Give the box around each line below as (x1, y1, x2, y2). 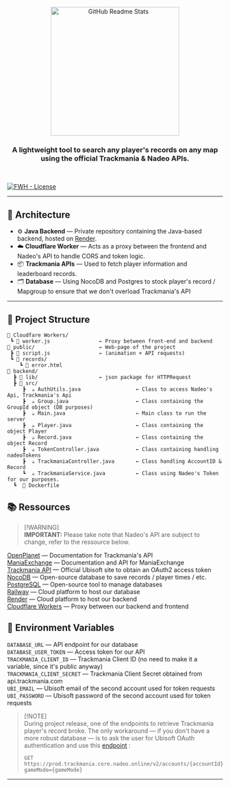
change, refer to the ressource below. (23, 538, 130, 546)
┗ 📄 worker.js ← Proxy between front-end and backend (10, 337, 213, 345)
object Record (7, 440, 48, 446)
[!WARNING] (23, 523, 60, 532)
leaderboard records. (16, 270, 77, 278)
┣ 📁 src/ (13, 380, 38, 387)
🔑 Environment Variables (7, 622, 115, 634)
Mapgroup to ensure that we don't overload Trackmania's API (16, 287, 191, 295)
